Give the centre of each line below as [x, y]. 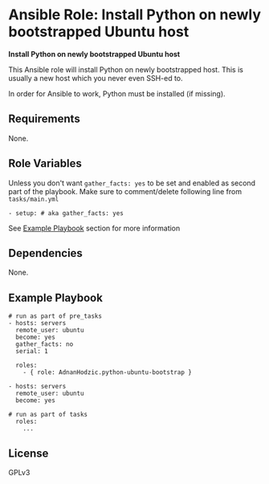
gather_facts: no [45, 344]
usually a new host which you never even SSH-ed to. [96, 78]
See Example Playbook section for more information [94, 228]
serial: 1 [32, 352]
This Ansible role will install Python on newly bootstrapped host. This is [126, 69]
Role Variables [45, 163]
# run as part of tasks [48, 415]
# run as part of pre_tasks [55, 316]
